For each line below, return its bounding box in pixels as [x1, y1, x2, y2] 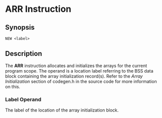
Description [5, 49, 42, 58]
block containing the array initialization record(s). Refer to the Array [5, 73, 143, 79]
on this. [5, 83, 21, 89]
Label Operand [5, 96, 42, 103]
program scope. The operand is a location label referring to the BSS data [5, 68, 154, 74]
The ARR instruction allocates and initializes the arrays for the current [5, 63, 147, 69]
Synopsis [5, 23, 35, 32]
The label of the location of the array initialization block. [5, 107, 119, 113]
